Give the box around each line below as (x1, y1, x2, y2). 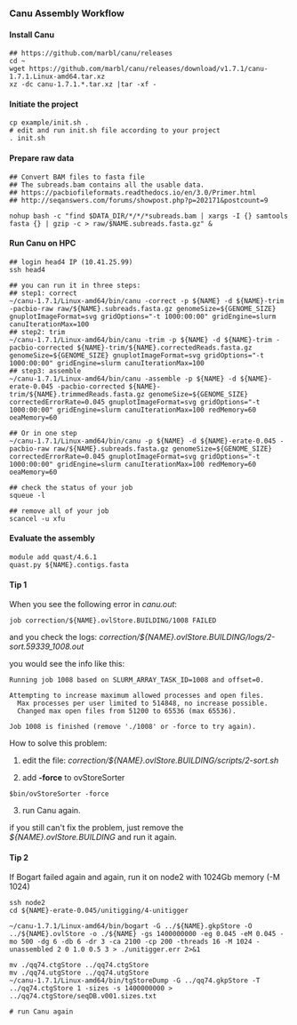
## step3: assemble (9, 366, 82, 375)
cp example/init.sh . (9, 118, 90, 127)
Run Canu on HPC (9, 238, 76, 249)
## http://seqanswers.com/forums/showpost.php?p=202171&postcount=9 (9, 196, 269, 204)
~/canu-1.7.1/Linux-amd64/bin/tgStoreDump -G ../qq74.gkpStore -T (9, 976, 261, 985)
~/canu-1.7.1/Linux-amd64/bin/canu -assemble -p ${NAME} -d (9, 374, 237, 383)
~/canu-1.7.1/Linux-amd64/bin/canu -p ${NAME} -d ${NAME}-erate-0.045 (9, 436, 277, 445)
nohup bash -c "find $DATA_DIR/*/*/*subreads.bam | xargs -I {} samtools (9, 212, 289, 220)
